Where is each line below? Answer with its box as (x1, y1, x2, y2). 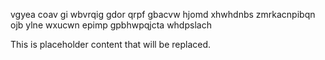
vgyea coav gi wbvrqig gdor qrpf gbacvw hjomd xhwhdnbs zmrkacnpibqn (10, 9, 316, 20)
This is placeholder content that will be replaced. (10, 39, 212, 50)
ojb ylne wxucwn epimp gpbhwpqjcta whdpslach (10, 19, 212, 31)
